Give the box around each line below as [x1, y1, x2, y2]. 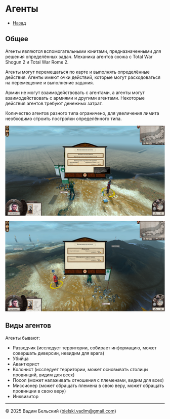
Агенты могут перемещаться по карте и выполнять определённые [5, 69, 150, 75]
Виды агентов [5, 321, 52, 330]
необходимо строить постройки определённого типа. [5, 115, 122, 122]
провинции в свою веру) [12, 387, 66, 394]
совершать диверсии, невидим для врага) [12, 350, 105, 356]
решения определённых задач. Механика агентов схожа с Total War [5, 53, 153, 59]
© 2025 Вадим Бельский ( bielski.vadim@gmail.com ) [5, 408, 116, 414]
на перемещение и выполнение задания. [5, 79, 95, 85]
